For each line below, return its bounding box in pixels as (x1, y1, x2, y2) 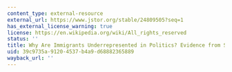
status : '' (7, 36, 39, 43)
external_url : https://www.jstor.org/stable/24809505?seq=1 (7, 16, 184, 23)
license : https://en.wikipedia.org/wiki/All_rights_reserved (7, 29, 187, 36)
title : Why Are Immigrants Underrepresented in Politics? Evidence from (7, 42, 221, 49)
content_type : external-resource (7, 10, 104, 17)
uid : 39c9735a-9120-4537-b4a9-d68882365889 (7, 49, 135, 56)
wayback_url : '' (7, 55, 54, 62)
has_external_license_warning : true (7, 23, 113, 29)
